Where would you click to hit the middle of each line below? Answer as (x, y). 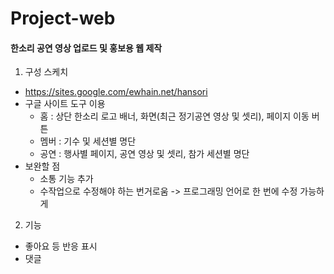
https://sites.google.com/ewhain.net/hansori (116, 92)
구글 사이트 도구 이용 (65, 104)
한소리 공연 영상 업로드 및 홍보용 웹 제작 (86, 48)
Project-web (63, 18)
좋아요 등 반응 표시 (61, 246)
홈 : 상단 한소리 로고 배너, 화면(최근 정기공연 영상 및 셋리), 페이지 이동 (174, 116)
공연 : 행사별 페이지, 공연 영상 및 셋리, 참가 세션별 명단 (144, 154)
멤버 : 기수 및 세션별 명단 (88, 141)
